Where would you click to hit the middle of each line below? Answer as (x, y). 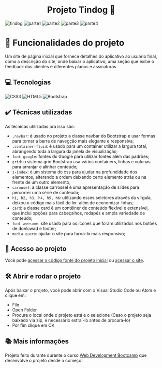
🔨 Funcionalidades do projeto (65, 43)
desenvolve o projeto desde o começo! (44, 360)
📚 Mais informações (37, 341)
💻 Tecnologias (28, 83)
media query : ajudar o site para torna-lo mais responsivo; (69, 233)
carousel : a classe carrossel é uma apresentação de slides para (75, 187)
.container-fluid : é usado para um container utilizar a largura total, (80, 146)
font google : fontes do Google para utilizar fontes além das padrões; (81, 156)
